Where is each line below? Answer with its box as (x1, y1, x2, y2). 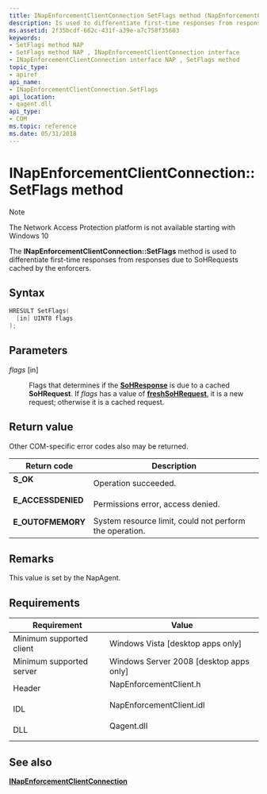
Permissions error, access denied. (93, 498, 220, 509)
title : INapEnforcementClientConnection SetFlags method (9, 11, 201, 20)
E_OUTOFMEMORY (13, 516, 86, 527)
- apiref (9, 71, 38, 79)
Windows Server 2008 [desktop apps (109, 656, 250, 667)
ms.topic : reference (9, 122, 78, 130)
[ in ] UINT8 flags (16, 314, 74, 322)
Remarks (9, 553, 55, 566)
